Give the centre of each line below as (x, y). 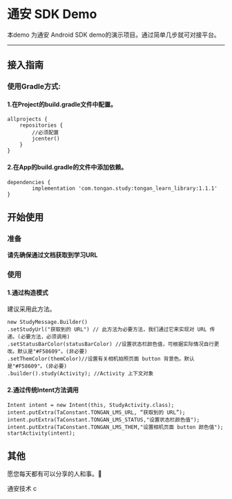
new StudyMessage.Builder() (48, 323)
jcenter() (46, 139)
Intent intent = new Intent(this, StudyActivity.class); (91, 405)
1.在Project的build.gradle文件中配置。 (62, 104)
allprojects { (28, 119)
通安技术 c (22, 489)
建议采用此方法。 (31, 309)
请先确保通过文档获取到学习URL (52, 255)
